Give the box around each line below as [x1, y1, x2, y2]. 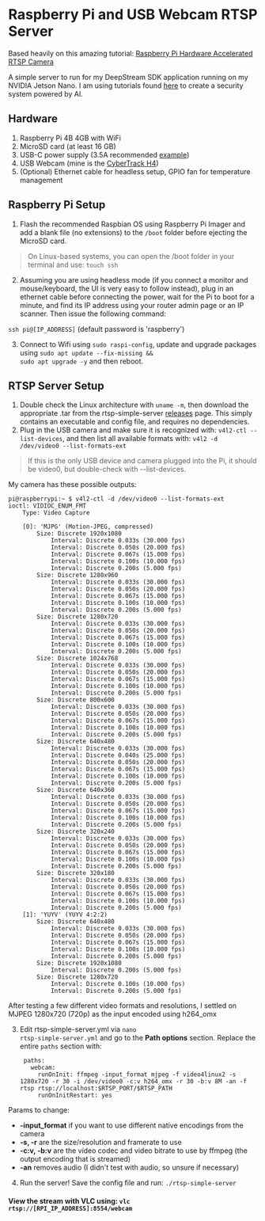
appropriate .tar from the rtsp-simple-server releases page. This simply [19, 409, 253, 418]
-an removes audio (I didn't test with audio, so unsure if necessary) [19, 1162, 240, 1173]
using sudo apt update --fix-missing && [19, 348, 153, 357]
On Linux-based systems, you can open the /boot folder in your [27, 251, 235, 261]
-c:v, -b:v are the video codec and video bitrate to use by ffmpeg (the [19, 1146, 248, 1155]
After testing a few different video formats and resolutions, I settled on [8, 1001, 237, 1010]
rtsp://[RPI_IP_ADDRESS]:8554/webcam [8, 1204, 133, 1212]
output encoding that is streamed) [19, 1154, 131, 1164]
